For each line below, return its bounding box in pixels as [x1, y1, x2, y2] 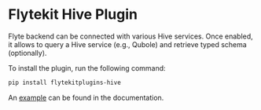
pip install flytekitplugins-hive [8, 79, 122, 86]
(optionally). [8, 48, 47, 57]
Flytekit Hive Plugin [8, 5, 138, 24]
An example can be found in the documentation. [8, 93, 164, 102]
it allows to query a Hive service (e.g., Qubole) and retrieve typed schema [8, 39, 248, 49]
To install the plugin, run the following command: [8, 63, 167, 72]
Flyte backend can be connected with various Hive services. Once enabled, [8, 31, 253, 41]
